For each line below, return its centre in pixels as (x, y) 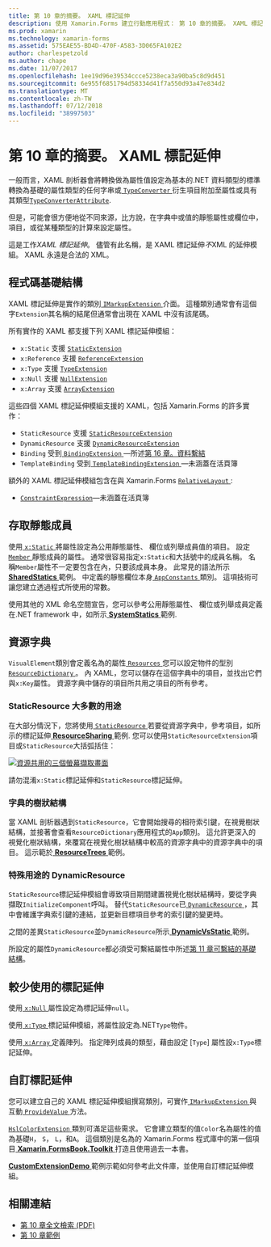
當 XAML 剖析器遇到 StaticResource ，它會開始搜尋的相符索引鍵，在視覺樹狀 (134, 822)
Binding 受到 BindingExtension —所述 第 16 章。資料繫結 (113, 453)
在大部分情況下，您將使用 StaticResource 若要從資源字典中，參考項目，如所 (135, 725)
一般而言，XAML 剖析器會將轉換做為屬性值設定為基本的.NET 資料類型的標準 (134, 179)
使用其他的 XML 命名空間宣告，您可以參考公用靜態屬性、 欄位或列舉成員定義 (135, 604)
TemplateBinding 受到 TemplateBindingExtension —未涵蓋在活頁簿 (129, 463)
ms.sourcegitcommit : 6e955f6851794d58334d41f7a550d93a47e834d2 (117, 83)
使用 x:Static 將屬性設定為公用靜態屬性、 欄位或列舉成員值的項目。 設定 (129, 546)
